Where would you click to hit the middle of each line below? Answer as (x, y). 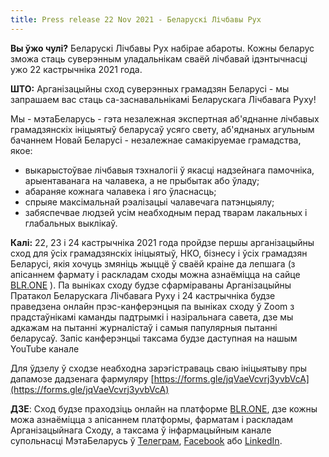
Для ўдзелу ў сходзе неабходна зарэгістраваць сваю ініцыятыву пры (159, 368)
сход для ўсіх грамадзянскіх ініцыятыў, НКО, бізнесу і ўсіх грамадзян (159, 253)
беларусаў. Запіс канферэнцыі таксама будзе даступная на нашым (154, 338)
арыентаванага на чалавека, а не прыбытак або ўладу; (142, 180)
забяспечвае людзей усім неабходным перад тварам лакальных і (166, 212)
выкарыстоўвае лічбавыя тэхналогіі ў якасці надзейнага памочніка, (169, 170)
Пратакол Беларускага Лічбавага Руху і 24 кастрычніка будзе (143, 295)
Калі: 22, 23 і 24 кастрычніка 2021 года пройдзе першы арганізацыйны (162, 242)
